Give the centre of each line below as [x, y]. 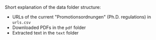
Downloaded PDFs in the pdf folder [49, 27]
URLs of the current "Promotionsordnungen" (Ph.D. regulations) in [82, 17]
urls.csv [21, 22]
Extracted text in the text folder [45, 33]
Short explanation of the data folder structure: [53, 7]
